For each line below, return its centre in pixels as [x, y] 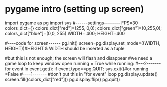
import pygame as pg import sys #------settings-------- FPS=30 [72, 23]
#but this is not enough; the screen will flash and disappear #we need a [79, 58]
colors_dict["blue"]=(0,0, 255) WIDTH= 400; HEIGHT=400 [65, 33]
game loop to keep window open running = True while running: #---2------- [83, 63]
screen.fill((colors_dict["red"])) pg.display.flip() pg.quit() [63, 79]
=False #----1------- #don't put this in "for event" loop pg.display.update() [82, 74]
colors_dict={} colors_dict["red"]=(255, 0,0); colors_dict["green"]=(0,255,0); [84, 28]
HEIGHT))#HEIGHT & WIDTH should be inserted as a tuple [65, 48]
